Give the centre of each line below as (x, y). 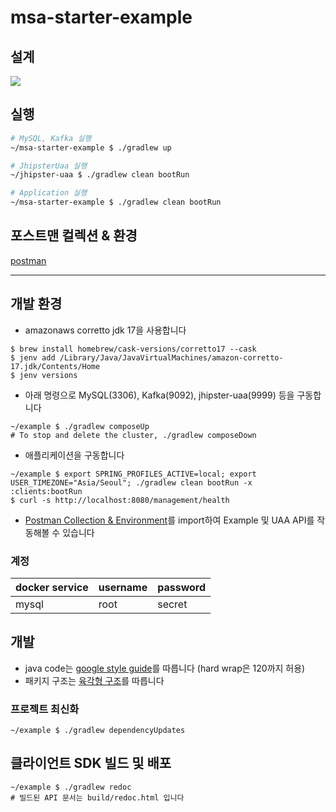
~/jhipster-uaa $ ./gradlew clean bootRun (100, 175)
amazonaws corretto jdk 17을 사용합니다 (105, 330)
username (123, 587)
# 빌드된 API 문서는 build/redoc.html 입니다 (97, 797)
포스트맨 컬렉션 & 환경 (74, 236)
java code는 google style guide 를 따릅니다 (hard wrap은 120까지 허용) (165, 668)
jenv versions (48, 375)
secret (172, 604)
